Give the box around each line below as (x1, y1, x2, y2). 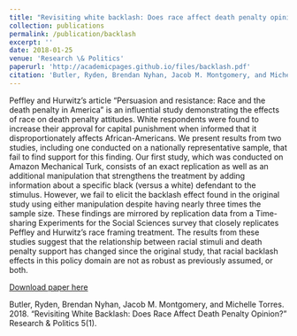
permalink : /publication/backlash (9, 29, 137, 38)
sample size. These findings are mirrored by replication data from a (9, 207, 255, 218)
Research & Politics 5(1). (9, 317, 97, 328)
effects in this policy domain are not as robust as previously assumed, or (9, 254, 274, 266)
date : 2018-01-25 (9, 46, 73, 55)
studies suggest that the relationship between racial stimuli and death (9, 236, 263, 246)
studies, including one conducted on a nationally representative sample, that (9, 142, 287, 152)
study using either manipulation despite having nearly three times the (9, 199, 262, 209)
